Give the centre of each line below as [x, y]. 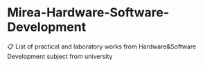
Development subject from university [60, 56]
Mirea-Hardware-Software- [88, 13]
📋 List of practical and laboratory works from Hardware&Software [102, 46]
